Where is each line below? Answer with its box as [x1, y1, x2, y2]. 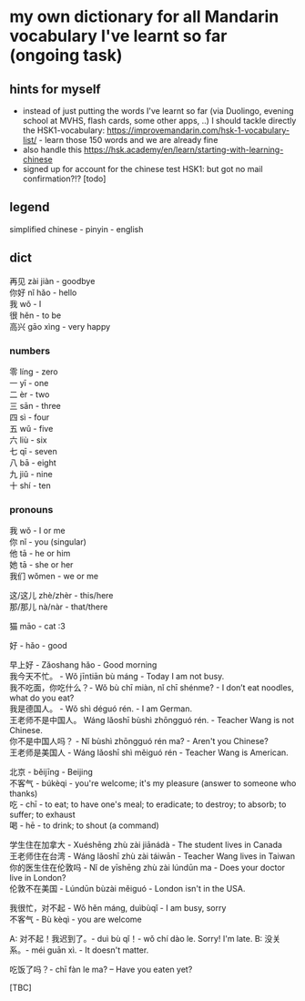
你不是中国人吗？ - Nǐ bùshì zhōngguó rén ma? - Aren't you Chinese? [9, 736, 269, 747]
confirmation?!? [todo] [22, 173, 107, 184]
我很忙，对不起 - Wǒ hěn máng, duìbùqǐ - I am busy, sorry [9, 903, 227, 914]
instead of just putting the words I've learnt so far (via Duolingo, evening [22, 106, 294, 116]
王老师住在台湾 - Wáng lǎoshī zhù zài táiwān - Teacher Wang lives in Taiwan [9, 851, 296, 862]
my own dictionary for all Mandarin [9, 6, 280, 27]
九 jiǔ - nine [9, 468, 53, 479]
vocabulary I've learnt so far [9, 26, 228, 46]
